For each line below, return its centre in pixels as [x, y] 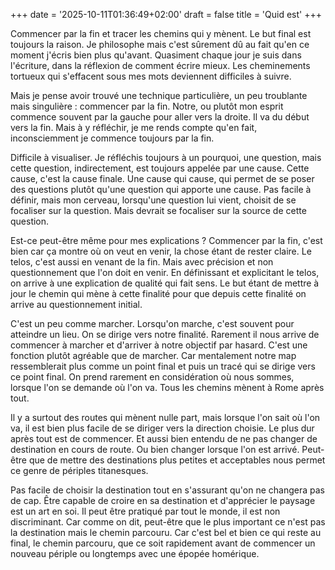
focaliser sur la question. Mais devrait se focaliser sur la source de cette [158, 210]
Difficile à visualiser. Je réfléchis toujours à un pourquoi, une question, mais [166, 157]
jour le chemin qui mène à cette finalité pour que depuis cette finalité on [158, 293]
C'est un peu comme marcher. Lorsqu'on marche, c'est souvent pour [152, 323]
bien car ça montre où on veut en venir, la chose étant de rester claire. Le [161, 251]
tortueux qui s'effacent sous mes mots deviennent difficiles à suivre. [151, 76]
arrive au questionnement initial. [76, 304]
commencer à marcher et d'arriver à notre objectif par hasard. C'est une [159, 345]
